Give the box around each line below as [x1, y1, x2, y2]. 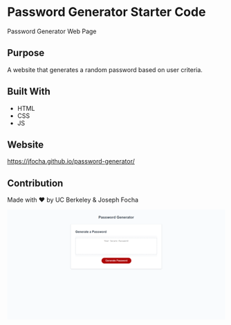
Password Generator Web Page [7, 27, 97, 35]
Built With [7, 86, 50, 98]
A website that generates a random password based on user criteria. [7, 65, 203, 73]
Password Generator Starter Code [7, 4, 206, 20]
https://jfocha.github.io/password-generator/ [7, 157, 135, 166]
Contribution [7, 177, 64, 189]
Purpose [7, 47, 45, 59]
